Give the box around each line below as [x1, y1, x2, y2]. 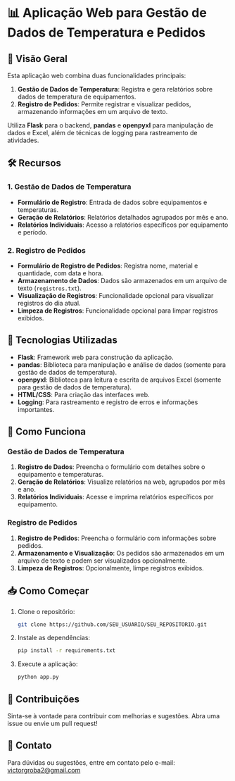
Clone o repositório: [17, 607, 75, 616]
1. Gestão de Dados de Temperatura [7, 182, 132, 192]
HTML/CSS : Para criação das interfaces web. [17, 390, 150, 399]
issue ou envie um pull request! [7, 719, 99, 728]
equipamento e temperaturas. [17, 470, 104, 479]
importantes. [17, 405, 55, 413]
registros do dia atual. [17, 299, 81, 307]
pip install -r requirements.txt [17, 647, 116, 654]
